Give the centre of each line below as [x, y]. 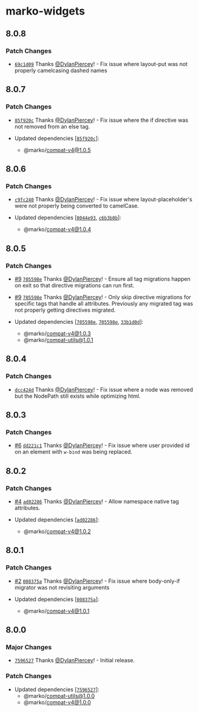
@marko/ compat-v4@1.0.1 [56, 611]
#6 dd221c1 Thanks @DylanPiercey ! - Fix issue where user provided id [102, 445]
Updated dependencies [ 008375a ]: [57, 599]
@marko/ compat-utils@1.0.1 [58, 340]
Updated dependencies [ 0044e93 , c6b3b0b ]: [68, 218]
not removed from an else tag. [52, 126]
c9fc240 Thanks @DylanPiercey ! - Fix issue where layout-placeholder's [103, 200]
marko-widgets [46, 11]
